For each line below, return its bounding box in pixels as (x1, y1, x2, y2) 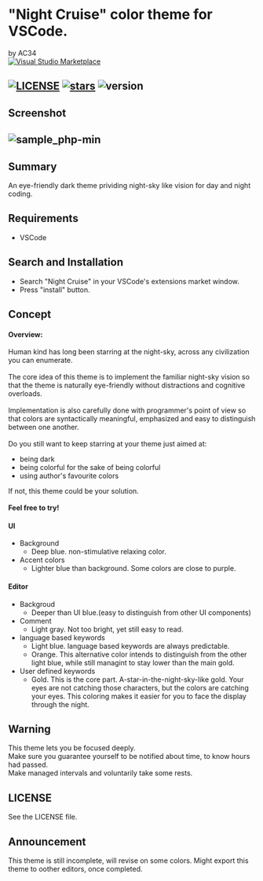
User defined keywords (19, 666, 96, 676)
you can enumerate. (8, 356, 73, 365)
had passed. (8, 760, 49, 769)
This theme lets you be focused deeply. (8, 743, 136, 753)
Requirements (8, 212, 79, 225)
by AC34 (8, 48, 37, 57)
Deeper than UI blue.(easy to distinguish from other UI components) (31, 608, 251, 617)
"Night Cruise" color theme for (8, 6, 214, 24)
